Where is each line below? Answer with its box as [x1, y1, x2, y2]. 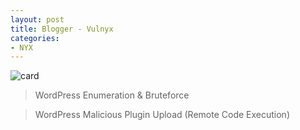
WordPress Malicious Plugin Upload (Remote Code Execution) [34, 109, 290, 121]
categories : [10, 33, 60, 43]
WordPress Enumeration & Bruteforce [34, 89, 190, 101]
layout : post [10, 14, 65, 25]
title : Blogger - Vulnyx [10, 24, 114, 34]
